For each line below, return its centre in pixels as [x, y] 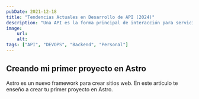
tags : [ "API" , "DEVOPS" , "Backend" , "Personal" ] [67, 45]
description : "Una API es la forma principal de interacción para [90, 23]
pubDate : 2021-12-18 [32, 12]
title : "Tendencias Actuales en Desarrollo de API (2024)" [81, 17]
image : [14, 28]
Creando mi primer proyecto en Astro [76, 69]
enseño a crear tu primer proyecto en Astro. [60, 89]
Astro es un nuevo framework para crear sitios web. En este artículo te [92, 83]
